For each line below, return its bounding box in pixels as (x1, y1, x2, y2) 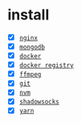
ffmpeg (18, 70, 42, 78)
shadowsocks (18, 98, 59, 106)
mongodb (18, 43, 45, 51)
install (7, 6, 50, 24)
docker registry (18, 61, 74, 70)
